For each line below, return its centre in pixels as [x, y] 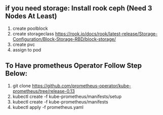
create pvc [24, 44]
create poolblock [30, 28]
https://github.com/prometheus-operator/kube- [82, 86]
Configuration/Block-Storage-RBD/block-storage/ [64, 39]
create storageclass [33, 34]
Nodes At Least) [31, 16]
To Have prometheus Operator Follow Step [74, 66]
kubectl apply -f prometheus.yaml [48, 107]
